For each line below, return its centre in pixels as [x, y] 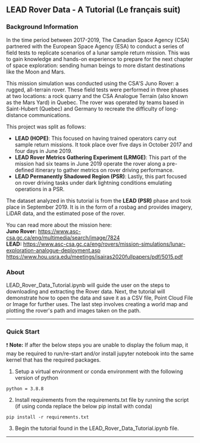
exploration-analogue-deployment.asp [54, 250]
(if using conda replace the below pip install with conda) [84, 407]
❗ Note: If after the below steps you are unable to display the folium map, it [97, 345]
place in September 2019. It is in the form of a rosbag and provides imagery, [99, 207]
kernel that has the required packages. [54, 360]
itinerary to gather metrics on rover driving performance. [105, 170]
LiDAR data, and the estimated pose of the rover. [66, 213]
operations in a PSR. [40, 189]
